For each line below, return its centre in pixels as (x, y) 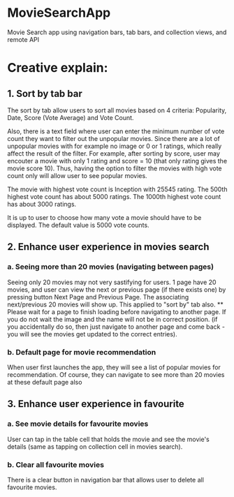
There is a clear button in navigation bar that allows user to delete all (106, 480)
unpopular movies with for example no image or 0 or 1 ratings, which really (115, 146)
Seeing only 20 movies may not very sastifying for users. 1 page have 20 (112, 282)
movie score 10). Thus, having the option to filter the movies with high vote (115, 168)
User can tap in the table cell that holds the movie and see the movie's (108, 439)
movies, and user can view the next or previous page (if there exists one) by (117, 289)
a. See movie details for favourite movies (78, 424)
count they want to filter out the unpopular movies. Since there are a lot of (114, 138)
